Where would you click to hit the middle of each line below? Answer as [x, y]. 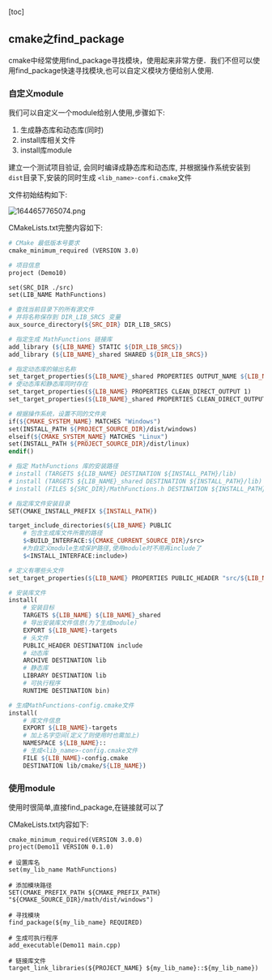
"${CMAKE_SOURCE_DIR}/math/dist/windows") [81, 900]
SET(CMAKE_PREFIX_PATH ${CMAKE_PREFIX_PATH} [85, 893]
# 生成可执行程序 [33, 939]
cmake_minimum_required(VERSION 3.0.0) [76, 840]
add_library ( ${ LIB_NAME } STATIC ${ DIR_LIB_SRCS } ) [96, 347]
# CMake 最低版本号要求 [44, 243]
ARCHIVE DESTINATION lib [65, 660]
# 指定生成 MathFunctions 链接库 [60, 339]
